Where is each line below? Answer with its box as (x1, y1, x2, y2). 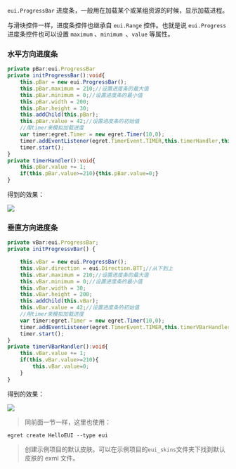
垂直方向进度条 (7, 222, 58, 232)
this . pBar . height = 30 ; (20, 105, 90, 112)
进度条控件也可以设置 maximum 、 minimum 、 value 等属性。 (7, 30, 174, 38)
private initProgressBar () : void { (7, 72, 105, 79)
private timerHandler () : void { (7, 157, 96, 164)
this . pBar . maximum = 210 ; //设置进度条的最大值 (20, 85, 149, 92)
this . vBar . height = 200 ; (20, 291, 93, 298)
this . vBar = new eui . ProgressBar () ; (20, 259, 128, 266)
